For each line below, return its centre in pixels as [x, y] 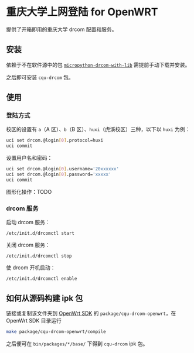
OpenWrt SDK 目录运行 [34, 320]
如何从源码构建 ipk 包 [45, 298]
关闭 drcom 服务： [28, 245]
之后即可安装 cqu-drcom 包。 [40, 77]
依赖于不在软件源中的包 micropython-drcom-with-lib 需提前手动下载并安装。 [98, 64]
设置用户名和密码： [29, 158]
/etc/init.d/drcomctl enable [42, 279]
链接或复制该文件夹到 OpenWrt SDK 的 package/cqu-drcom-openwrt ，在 [91, 313]
